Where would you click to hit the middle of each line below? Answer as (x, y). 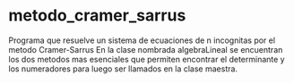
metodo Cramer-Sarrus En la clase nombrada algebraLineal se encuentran (146, 49)
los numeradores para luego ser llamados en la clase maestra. (123, 69)
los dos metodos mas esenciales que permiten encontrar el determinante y (147, 59)
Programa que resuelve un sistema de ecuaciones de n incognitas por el (142, 40)
